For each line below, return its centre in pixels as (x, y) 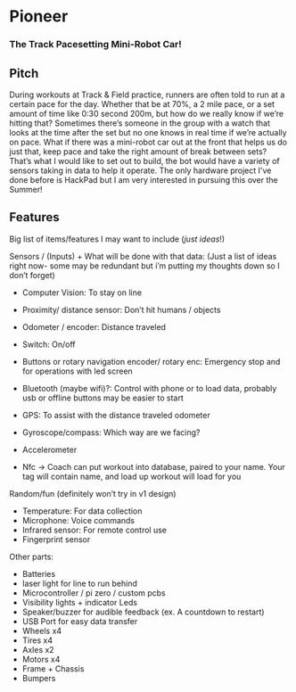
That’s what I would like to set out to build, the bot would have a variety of (144, 161)
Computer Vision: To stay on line (82, 292)
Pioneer (39, 16)
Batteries (39, 573)
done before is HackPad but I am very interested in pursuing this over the (144, 179)
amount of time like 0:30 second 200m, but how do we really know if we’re (146, 113)
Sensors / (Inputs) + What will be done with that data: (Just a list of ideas (143, 256)
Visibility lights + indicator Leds (80, 602)
